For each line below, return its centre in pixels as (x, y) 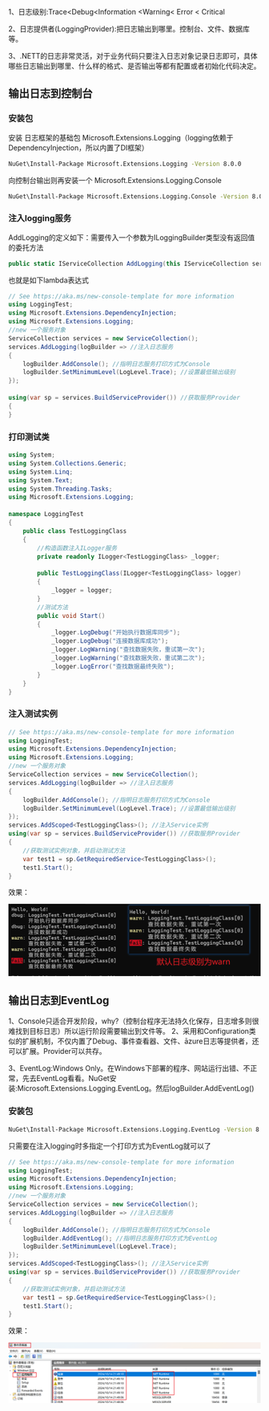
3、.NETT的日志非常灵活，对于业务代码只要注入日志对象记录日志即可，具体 (133, 56)
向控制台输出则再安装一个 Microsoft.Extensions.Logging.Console (115, 180)
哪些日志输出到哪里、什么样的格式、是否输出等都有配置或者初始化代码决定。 (134, 66)
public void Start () (71, 616)
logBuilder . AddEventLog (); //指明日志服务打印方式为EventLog (120, 1238)
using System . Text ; (41, 480)
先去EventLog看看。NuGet (66, 1079)
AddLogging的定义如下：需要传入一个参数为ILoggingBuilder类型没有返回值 (132, 237)
